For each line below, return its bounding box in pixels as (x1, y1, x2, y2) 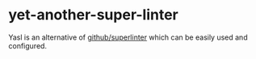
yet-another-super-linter (8, 6, 179, 24)
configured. (8, 40, 47, 50)
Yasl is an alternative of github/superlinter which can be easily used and (8, 32, 248, 42)
